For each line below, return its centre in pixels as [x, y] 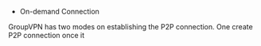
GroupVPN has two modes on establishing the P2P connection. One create [130, 27]
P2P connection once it [47, 35]
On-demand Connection [59, 11]
